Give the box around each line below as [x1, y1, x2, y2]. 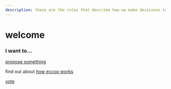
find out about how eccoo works [5, 69, 74, 75]
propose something [5, 59, 46, 65]
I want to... [5, 47, 33, 54]
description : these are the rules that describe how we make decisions [5, 7, 160, 13]
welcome [5, 29, 45, 40]
